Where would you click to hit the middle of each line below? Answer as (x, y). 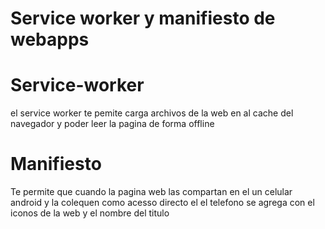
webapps (50, 39)
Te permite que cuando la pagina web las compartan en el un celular (151, 192)
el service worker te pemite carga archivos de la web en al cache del (152, 113)
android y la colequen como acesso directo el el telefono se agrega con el (162, 203)
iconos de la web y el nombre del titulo (90, 213)
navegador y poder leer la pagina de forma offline (112, 124)
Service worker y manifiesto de (143, 18)
